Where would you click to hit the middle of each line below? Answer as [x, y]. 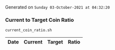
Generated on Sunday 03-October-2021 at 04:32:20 [57, 7]
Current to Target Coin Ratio [40, 20]
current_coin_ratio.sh [29, 30]
